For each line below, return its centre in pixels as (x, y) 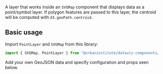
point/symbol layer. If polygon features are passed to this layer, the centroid (81, 12)
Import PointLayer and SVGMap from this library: (52, 44)
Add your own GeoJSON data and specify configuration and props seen (77, 62)
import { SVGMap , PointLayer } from (42, 53)
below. (12, 67)
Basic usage (24, 33)
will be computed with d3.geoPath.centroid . (49, 17)
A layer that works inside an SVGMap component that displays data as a (75, 7)
